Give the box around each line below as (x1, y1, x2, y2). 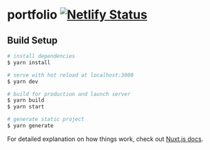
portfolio (7, 7, 58, 23)
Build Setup (7, 35, 58, 46)
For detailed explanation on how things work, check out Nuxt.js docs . (7, 135, 204, 143)
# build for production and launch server (7, 91, 131, 97)
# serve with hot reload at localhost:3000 (7, 71, 134, 79)
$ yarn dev (7, 78, 39, 85)
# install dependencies (7, 53, 76, 59)
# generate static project (7, 116, 85, 123)
